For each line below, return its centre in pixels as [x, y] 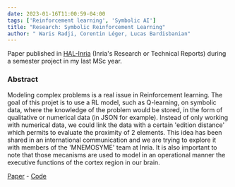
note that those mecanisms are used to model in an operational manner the [116, 155]
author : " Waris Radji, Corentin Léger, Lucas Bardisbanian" [99, 34]
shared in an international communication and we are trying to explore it [112, 140]
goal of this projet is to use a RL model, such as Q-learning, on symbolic [112, 102]
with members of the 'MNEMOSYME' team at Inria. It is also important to [112, 147]
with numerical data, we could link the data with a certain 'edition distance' [116, 125]
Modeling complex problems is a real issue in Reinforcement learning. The [115, 95]
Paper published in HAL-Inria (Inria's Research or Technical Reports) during [117, 54]
